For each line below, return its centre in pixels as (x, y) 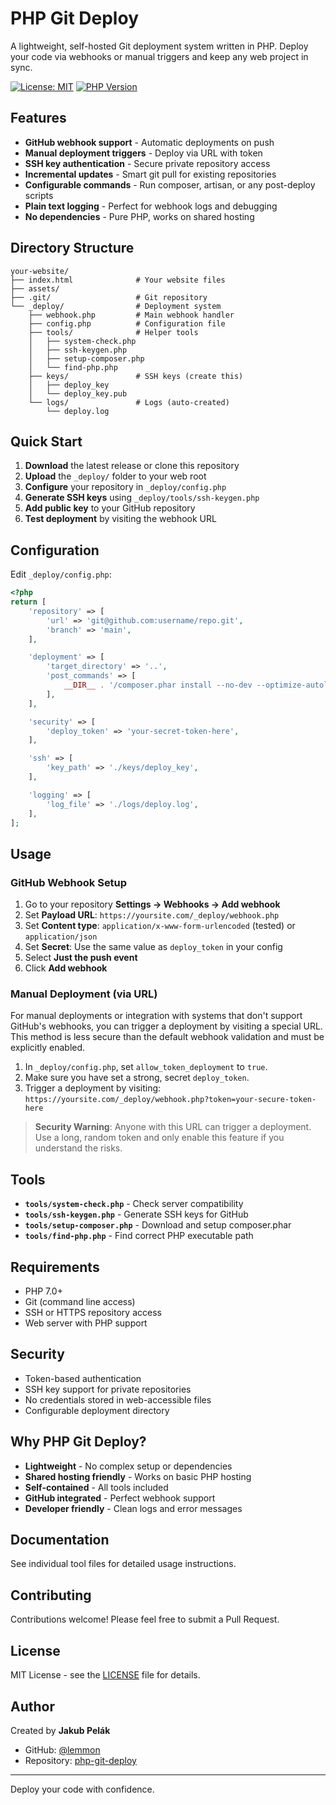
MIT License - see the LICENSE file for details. (105, 1675)
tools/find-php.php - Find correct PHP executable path (139, 1236)
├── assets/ (35, 288)
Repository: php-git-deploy (80, 1760)
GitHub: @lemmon (62, 1749)
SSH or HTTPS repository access (93, 1313)
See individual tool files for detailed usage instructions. (123, 1564)
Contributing (51, 1595)
